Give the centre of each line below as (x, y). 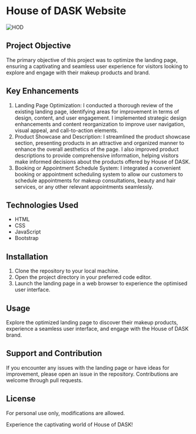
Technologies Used (42, 205)
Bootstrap (26, 238)
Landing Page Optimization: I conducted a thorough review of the (94, 105)
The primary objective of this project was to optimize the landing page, (92, 60)
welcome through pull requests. (44, 380)
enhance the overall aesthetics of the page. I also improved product (97, 149)
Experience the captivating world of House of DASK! (70, 424)
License (21, 399)
